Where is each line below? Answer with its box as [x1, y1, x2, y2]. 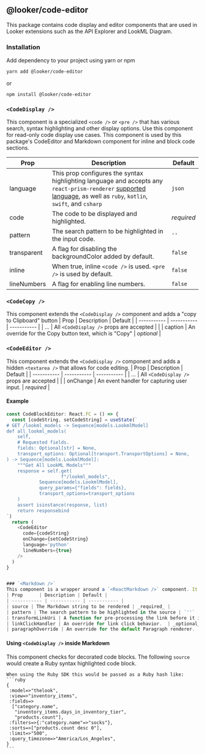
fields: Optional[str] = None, [17, 445, 97, 452]
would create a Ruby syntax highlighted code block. [6, 659, 137, 667]
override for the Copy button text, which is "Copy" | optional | [6, 330, 161, 337]
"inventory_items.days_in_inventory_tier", [14, 709, 127, 715]
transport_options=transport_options [38, 491, 135, 497]
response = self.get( [17, 467, 72, 474]
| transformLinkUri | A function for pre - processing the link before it [6, 615, 195, 621]
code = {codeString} [22, 530, 70, 536]
